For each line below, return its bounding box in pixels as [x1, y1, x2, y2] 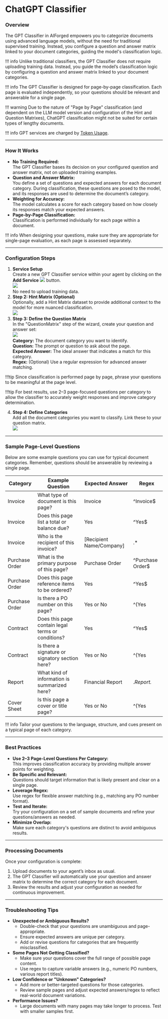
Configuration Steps [5, 254, 56, 261]
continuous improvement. [12, 889, 65, 895]
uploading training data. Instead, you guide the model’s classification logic [5, 64, 158, 70]
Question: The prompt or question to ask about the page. [12, 343, 131, 349]
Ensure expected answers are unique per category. [19, 934, 126, 940]
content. [19, 960, 37, 966]
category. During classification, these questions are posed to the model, [12, 185, 161, 191]
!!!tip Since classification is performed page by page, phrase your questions [5, 374, 161, 380]
